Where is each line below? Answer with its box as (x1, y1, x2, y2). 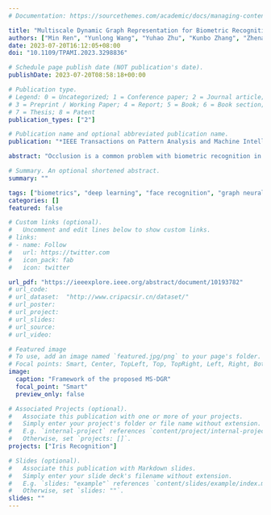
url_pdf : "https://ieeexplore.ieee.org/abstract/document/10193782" (8, 278, 244, 287)
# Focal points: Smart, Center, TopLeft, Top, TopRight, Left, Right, (8, 360, 251, 368)
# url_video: (8, 330, 52, 339)
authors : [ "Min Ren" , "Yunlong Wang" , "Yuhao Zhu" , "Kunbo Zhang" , (8, 34, 240, 42)
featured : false (8, 203, 63, 212)
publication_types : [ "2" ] (8, 115, 95, 124)
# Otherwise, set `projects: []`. (8, 435, 131, 443)
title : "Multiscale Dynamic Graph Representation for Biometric (8, 26, 229, 35)
